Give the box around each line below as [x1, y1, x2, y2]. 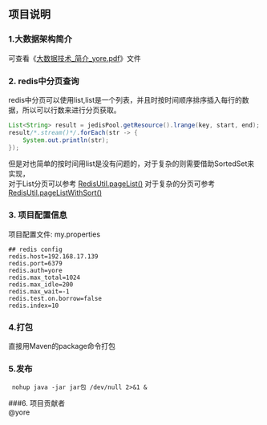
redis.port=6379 [8, 259, 63, 267]
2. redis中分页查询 [8, 75, 79, 87]
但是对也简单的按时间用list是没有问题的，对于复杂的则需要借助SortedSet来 [8, 159, 255, 168]
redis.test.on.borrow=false [8, 294, 103, 302]
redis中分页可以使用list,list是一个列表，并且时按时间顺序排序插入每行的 [8, 95, 243, 104]
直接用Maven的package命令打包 [8, 342, 116, 351]
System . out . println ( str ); [22, 136, 110, 144]
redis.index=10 [8, 302, 59, 310]
